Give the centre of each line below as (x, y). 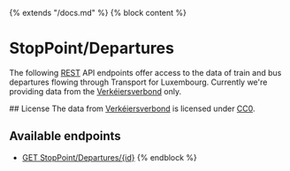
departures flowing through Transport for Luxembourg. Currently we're (138, 82)
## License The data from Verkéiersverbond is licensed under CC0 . (132, 108)
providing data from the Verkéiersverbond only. (95, 91)
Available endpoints (65, 136)
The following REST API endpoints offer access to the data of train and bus (145, 72)
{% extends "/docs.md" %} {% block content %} (98, 13)
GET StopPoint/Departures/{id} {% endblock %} (109, 157)
